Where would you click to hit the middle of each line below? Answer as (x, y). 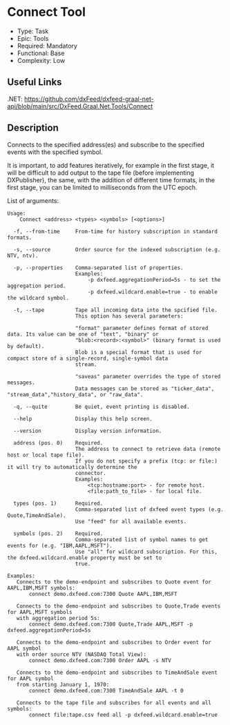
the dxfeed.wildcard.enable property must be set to (85, 558)
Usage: (17, 213)
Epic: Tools (33, 38)
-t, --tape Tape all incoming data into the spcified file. (115, 310)
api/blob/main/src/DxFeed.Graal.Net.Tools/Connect (80, 106)
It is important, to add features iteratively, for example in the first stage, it (111, 165)
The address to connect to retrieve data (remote (148, 449)
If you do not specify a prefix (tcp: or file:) (146, 461)
